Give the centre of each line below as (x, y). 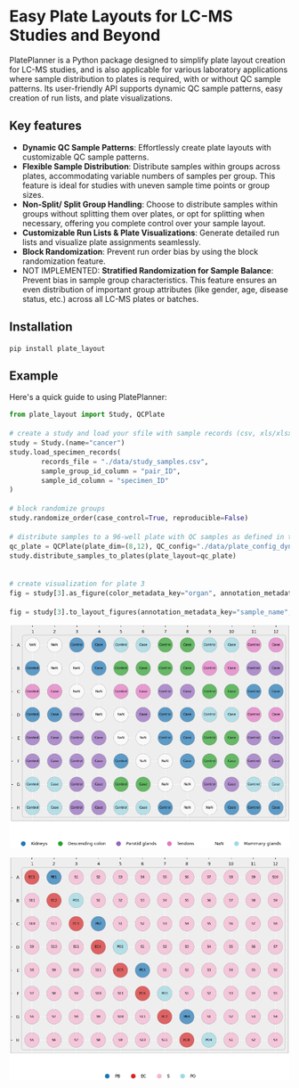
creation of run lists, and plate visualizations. (91, 98)
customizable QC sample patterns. (85, 157)
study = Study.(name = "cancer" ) (67, 443)
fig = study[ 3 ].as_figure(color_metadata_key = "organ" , (113, 593)
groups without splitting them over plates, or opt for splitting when (143, 213)
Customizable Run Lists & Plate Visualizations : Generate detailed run (151, 233)
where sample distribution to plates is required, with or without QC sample (145, 78)
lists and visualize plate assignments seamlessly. (112, 241)
